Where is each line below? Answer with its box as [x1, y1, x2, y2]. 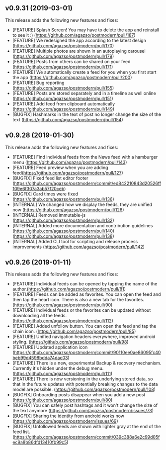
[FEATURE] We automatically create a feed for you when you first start [12, 69, 157, 75]
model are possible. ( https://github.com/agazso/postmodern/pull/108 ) [12, 386, 156, 392]
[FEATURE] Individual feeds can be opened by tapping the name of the [12, 281, 158, 287]
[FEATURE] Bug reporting [12, 80, 65, 86]
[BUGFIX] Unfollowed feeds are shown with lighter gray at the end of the [12, 424, 161, 430]
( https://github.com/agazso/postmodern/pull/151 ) [12, 95, 113, 101]
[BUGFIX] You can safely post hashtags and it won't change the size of [12, 402, 158, 408]
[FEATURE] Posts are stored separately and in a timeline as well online [12, 90, 157, 96]
